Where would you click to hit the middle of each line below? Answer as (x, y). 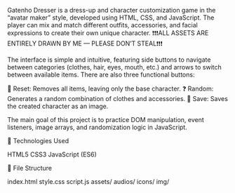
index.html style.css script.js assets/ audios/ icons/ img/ (88, 181)
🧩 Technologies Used (38, 141)
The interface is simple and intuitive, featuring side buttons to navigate (109, 60)
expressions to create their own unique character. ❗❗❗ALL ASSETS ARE (108, 33)
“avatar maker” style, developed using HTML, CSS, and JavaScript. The (111, 18)
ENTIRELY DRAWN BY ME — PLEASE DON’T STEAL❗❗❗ (85, 44)
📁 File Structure (30, 168)
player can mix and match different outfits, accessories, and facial (102, 25)
